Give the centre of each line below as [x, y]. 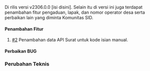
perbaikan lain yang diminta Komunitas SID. [49, 18]
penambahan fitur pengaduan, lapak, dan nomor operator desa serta [75, 12]
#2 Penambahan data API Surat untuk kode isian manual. [70, 40]
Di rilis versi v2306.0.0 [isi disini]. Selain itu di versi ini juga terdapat [74, 7]
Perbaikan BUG [21, 51]
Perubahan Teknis [27, 64]
